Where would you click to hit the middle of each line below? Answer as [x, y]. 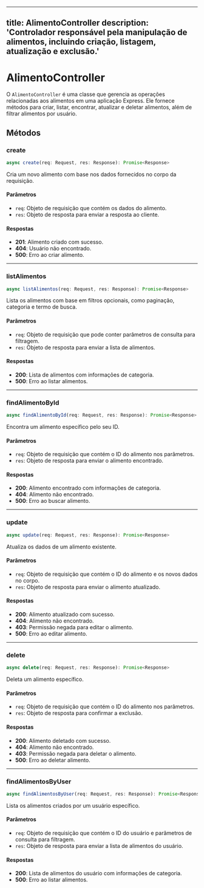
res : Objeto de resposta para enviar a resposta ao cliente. [87, 215]
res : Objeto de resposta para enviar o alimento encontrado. [89, 461]
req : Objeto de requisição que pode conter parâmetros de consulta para [105, 334]
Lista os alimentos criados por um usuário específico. [73, 805]
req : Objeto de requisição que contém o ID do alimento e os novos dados [106, 574]
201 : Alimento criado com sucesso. [59, 242]
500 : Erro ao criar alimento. [49, 255]
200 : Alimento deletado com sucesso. [63, 740]
